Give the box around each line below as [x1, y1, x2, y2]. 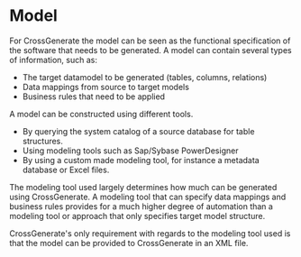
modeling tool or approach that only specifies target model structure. [9, 210, 266, 221]
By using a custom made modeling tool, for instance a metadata [22, 154, 260, 165]
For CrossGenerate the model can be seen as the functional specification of [9, 35, 291, 46]
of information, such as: [9, 54, 97, 65]
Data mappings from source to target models [22, 81, 189, 92]
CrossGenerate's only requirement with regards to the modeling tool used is [9, 227, 291, 239]
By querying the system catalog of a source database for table [22, 125, 255, 136]
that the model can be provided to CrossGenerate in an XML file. [9, 237, 249, 248]
